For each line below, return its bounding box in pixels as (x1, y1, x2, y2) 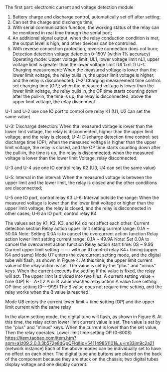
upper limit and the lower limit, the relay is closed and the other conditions (5, 180, 157, 186)
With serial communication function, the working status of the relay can (12, 24, 160, 30)
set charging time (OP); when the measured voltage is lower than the (12, 83, 154, 89)
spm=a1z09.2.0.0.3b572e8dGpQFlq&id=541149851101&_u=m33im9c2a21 (5, 340, 155, 346)
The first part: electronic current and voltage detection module (5, 4, 134, 10)
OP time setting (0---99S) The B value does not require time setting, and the (5, 284, 162, 290)
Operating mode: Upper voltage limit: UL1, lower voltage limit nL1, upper (12, 56, 160, 62)
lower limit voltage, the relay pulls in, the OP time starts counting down (12, 88, 158, 94)
